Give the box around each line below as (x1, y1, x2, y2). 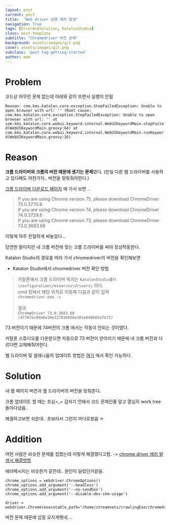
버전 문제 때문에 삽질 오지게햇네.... (5, 514, 73, 520)
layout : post (5, 7, 33, 13)
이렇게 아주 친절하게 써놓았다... (5, 233, 66, 239)
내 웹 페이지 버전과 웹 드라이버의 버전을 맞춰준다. (5, 388, 101, 394)
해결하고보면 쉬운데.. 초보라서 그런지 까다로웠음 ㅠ (5, 416, 104, 422)
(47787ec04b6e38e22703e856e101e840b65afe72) (17, 315, 113, 320)
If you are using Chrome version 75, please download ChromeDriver (17, 196, 159, 202)
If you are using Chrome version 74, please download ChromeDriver (17, 207, 159, 213)
